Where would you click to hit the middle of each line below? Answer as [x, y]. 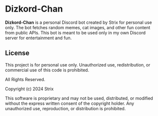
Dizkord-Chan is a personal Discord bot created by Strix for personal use [79, 22]
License [17, 53]
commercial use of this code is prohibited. [47, 70]
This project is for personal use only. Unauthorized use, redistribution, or [78, 65]
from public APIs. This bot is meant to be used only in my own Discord [75, 33]
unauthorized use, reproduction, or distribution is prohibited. [65, 108]
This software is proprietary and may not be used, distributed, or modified [79, 98]
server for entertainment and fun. [38, 38]
